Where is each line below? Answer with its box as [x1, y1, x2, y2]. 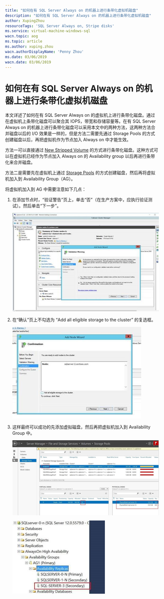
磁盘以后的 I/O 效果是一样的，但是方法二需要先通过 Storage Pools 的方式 [9, 130, 155, 137]
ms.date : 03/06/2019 [5, 54, 47, 59]
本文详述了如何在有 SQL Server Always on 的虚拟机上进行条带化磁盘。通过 [5, 112, 155, 118]
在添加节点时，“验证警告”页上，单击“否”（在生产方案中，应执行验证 [12, 197, 148, 203]
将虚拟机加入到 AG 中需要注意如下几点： [5, 186, 86, 192]
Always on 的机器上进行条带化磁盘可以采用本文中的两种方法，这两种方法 [5, 125, 151, 130]
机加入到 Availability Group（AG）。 [5, 176, 76, 182]
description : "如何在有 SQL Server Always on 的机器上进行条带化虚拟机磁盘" [5, 13, 151, 18]
